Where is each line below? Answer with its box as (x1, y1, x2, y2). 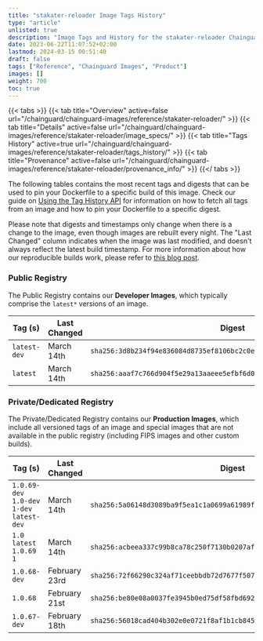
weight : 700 (8, 77, 47, 85)
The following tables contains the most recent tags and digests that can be (8, 180, 250, 189)
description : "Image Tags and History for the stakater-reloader (8, 33, 225, 42)
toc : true (8, 84, 41, 93)
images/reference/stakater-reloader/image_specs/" (8, 131, 175, 140)
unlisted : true (8, 26, 58, 34)
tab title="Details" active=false (8, 122, 107, 132)
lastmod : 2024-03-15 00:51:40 (8, 48, 107, 56)
